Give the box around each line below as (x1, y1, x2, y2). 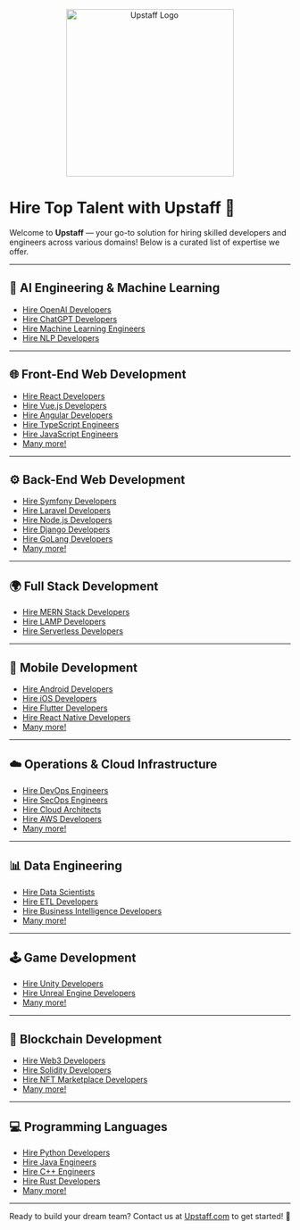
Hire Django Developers (21, 524, 111, 535)
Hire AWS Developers (21, 813, 103, 824)
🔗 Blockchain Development (9, 1031, 162, 1047)
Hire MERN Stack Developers (21, 607, 130, 618)
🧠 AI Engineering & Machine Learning (9, 280, 221, 295)
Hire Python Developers (21, 1147, 111, 1159)
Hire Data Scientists (21, 886, 96, 897)
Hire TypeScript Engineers (21, 419, 120, 429)
